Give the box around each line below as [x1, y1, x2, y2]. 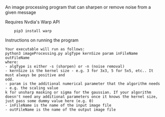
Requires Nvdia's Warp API [5, 19, 60, 25]
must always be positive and [5, 73, 65, 78]
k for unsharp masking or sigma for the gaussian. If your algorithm [5, 90, 152, 95]
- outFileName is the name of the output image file [5, 107, 116, 112]
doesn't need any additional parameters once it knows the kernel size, [5, 94, 158, 99]
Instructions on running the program [5, 37, 79, 43]
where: [5, 60, 19, 65]
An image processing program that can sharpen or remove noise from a [5, 4, 151, 10]
